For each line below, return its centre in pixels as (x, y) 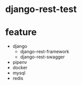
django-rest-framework (45, 52)
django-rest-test (41, 9)
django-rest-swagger (42, 57)
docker (20, 68)
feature (21, 32)
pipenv (20, 62)
